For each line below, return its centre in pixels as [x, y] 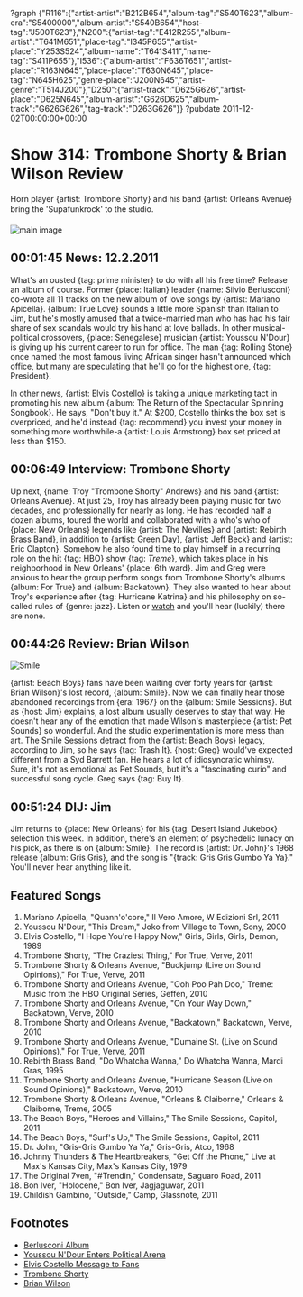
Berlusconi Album [56, 1245]
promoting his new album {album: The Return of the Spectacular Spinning [147, 402]
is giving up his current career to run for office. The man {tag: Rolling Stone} [151, 347]
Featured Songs [56, 895]
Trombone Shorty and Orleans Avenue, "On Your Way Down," [137, 1003]
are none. [28, 616]
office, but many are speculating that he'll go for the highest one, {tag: [141, 366]
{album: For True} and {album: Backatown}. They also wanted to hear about [151, 587]
